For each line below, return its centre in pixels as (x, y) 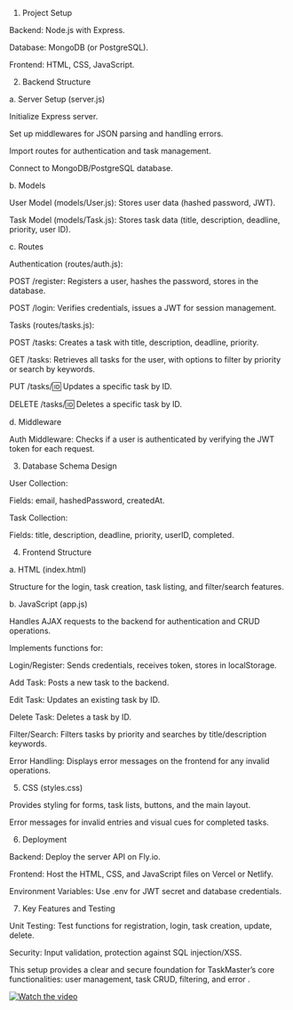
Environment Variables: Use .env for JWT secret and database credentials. (146, 891)
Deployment (44, 839)
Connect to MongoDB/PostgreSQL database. (91, 168)
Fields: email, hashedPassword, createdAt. (87, 501)
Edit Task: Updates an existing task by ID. (85, 700)
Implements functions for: (56, 648)
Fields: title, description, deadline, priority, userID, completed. (122, 535)
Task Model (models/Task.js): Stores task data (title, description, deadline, (145, 220)
